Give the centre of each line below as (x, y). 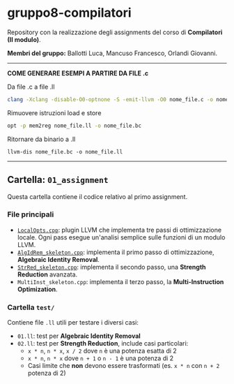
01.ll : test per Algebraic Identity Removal (79, 336)
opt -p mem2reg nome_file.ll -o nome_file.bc (74, 126)
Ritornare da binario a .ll (41, 139)
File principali (31, 214)
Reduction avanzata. (47, 274)
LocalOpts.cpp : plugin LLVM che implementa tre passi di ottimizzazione (119, 230)
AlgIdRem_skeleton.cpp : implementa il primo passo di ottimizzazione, (116, 252)
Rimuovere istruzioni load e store (54, 112)
